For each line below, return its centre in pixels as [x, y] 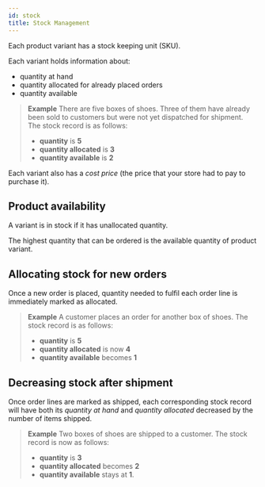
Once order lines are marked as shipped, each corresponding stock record [130, 401]
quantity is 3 [61, 458]
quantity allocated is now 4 [85, 349]
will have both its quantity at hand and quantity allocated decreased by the [131, 410]
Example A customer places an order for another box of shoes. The [138, 317]
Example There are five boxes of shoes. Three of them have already [139, 109]
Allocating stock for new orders [88, 274]
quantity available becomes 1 [88, 358]
